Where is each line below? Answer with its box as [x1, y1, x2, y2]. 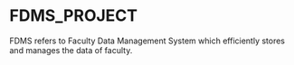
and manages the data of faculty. [9, 44, 133, 55]
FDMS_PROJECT [9, 5, 138, 26]
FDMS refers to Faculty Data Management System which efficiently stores [9, 35, 286, 46]
